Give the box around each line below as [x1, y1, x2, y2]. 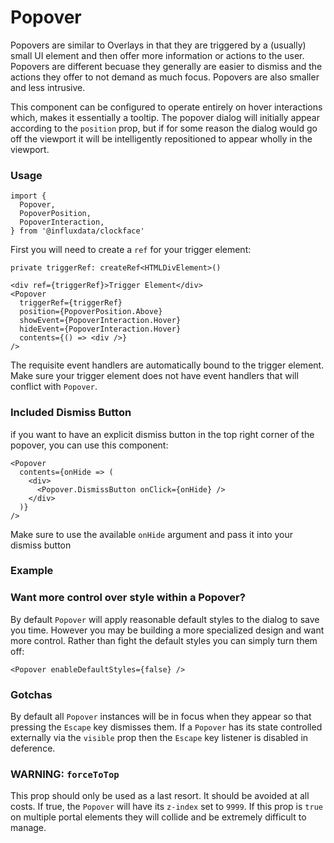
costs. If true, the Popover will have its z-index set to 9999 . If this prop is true [10, 801, 323, 813]
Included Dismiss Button [10, 406, 132, 420]
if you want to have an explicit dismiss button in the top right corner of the [10, 428, 315, 440]
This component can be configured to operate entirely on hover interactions [10, 101, 323, 113]
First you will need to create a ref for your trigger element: [10, 244, 252, 256]
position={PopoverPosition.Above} [19, 307, 163, 317]
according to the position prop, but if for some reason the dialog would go [10, 122, 318, 134]
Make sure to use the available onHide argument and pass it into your [10, 528, 293, 540]
